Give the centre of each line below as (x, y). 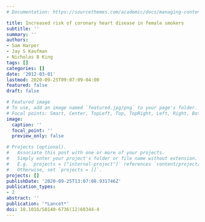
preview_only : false (38, 136)
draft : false (23, 91)
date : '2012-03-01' (31, 74)
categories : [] (26, 68)
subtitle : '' (23, 29)
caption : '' (27, 125)
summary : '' (21, 34)
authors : (17, 40)
